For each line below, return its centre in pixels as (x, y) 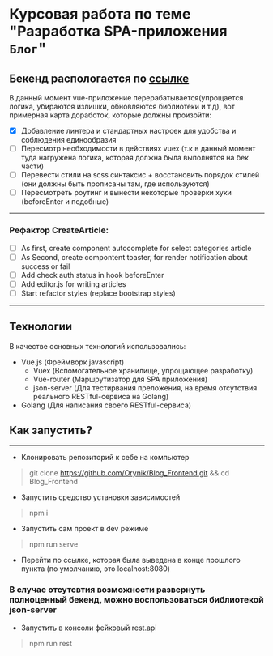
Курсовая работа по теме (100, 14)
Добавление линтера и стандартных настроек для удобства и (128, 131)
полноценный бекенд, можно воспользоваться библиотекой (136, 600)
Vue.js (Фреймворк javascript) (73, 362)
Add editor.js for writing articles (73, 283)
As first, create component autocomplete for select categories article (136, 248)
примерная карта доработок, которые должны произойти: (111, 115)
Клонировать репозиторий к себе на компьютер (105, 458)
